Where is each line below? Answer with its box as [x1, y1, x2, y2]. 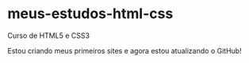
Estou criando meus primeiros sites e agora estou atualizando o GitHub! [7, 46, 243, 55]
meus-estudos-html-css [7, 5, 174, 23]
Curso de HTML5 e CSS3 [7, 31, 90, 40]
